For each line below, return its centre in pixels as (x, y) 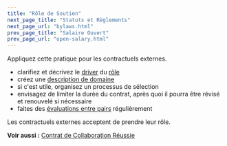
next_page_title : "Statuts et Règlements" (69, 20)
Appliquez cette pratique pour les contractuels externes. (87, 59)
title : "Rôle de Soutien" (44, 13)
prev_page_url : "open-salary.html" (58, 39)
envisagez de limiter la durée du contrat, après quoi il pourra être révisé (118, 94)
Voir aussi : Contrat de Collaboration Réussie (71, 136)
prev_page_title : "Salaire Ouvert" (58, 33)
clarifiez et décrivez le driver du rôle (68, 72)
